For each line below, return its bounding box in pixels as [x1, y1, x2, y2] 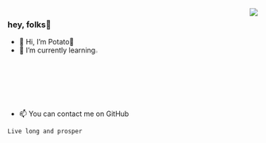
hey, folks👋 [7, 19, 52, 30]
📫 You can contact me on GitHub [18, 109, 129, 118]
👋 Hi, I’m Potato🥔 [18, 37, 75, 47]
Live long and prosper [7, 127, 83, 136]
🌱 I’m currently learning [18, 45, 96, 55]
